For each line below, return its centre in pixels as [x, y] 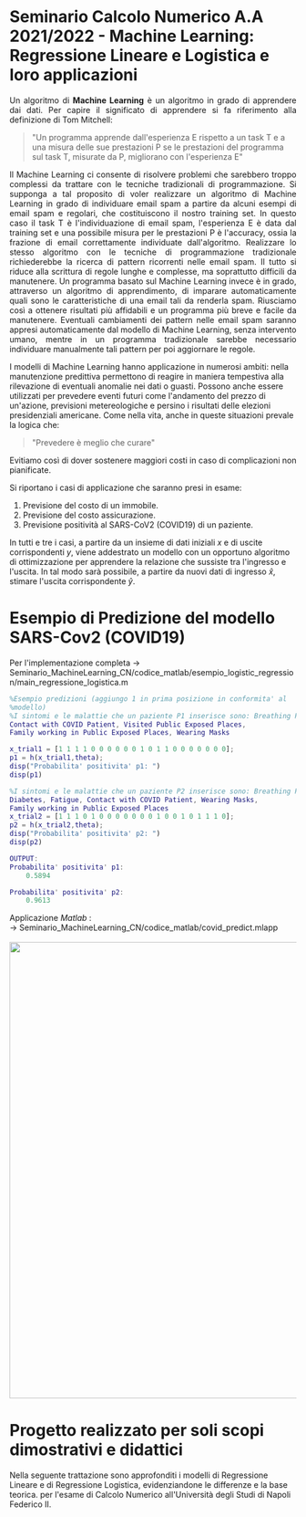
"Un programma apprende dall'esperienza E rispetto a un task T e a [158, 137]
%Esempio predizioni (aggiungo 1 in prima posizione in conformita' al [148, 699]
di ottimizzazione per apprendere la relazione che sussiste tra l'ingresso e [148, 561]
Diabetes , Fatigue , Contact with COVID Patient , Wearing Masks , [134, 800]
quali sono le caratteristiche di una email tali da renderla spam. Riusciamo [153, 300]
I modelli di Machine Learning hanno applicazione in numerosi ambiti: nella [149, 366]
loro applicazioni [74, 75]
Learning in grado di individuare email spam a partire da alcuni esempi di [153, 204]
